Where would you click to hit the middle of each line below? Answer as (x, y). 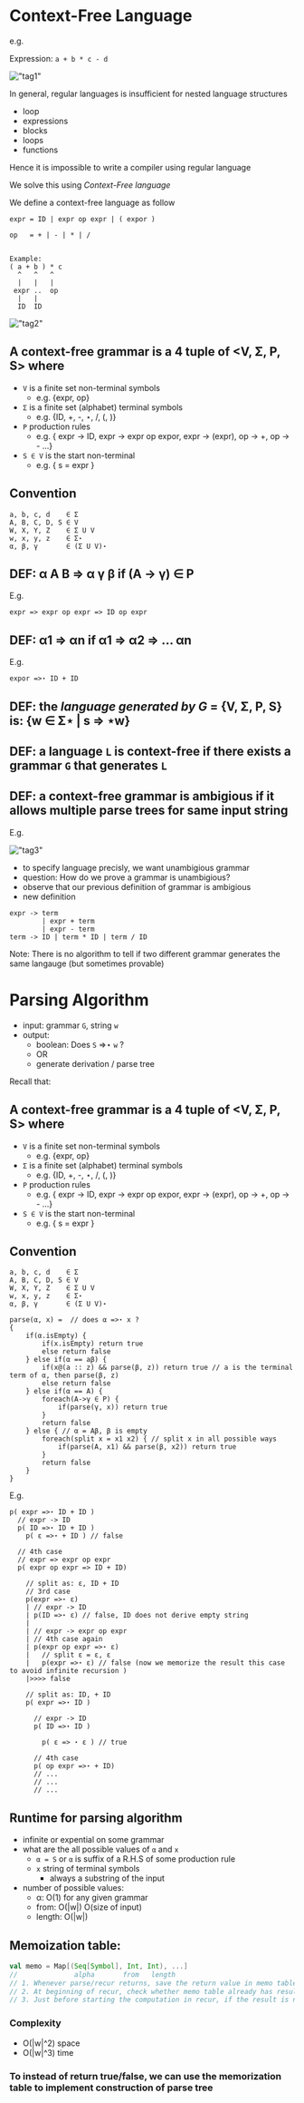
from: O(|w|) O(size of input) (89, 1907)
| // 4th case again (64, 1639)
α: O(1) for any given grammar (92, 1898)
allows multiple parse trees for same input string (149, 811)
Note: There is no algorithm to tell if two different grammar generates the (145, 954)
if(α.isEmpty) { (57, 1336)
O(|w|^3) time (48, 2052)
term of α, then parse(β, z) (64, 1375)
